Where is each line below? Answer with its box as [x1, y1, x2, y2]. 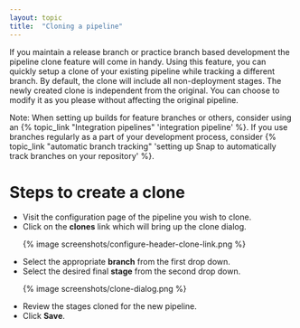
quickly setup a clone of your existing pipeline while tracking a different [9, 65, 276, 77]
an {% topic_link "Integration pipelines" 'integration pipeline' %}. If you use [9, 121, 288, 132]
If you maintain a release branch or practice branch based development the [9, 46, 291, 57]
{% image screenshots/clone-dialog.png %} [22, 284, 187, 295]
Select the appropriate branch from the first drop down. [22, 257, 230, 267]
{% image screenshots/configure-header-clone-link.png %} [22, 239, 247, 249]
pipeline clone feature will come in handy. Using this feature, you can [9, 56, 267, 67]
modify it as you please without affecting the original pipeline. [9, 94, 239, 105]
